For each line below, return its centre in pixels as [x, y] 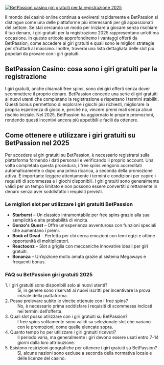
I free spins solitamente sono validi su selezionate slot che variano [84, 322]
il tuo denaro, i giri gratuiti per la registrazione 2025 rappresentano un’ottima [82, 33]
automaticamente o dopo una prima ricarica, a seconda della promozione [79, 170]
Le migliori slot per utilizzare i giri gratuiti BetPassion [69, 204]
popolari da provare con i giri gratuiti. [42, 54]
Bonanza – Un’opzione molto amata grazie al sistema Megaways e [79, 256]
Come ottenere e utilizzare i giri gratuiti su [70, 135]
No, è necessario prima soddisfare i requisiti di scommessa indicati [85, 306]
